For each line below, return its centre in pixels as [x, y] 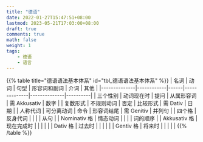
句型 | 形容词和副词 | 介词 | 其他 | [57, 88]
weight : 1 [19, 46]
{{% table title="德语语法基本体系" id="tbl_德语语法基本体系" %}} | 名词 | [97, 80]
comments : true [26, 34]
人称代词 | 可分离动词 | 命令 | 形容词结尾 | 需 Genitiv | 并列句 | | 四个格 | [108, 111]
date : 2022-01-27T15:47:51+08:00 [49, 18]
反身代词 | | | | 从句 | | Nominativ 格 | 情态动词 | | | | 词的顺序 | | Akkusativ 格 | [102, 118]
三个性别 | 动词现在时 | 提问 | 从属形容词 [147, 95]
